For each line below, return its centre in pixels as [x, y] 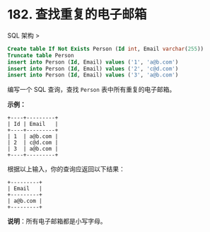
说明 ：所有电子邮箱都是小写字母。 [57, 221]
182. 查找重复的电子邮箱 [77, 14]
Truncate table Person [41, 55]
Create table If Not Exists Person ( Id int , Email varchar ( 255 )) [106, 49]
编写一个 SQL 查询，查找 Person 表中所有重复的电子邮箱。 [92, 90]
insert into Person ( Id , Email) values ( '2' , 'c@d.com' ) [93, 69]
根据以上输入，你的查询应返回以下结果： [66, 169]
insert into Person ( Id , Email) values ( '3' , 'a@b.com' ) [93, 75]
